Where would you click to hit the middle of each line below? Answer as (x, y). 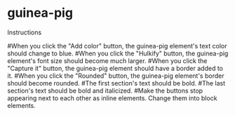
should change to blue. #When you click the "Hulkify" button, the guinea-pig (118, 53)
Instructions (25, 32)
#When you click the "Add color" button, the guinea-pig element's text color (117, 46)
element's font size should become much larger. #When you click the (107, 60)
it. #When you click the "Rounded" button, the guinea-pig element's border (116, 76)
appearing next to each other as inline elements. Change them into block (112, 98)
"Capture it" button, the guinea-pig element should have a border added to (115, 68)
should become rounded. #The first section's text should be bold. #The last (116, 83)
